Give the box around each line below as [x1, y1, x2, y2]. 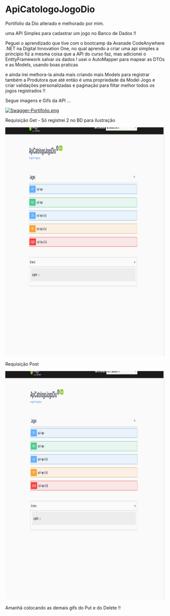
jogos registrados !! [5, 87, 46, 93]
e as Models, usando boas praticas [5, 61, 78, 68]
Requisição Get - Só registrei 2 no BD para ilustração [5, 117, 115, 123]
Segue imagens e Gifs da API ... [5, 98, 71, 104]
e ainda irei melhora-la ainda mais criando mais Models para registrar [5, 71, 150, 77]
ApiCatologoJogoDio [5, 4, 95, 15]
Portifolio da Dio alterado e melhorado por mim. [5, 20, 105, 26]
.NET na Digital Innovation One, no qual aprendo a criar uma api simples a [5, 45, 159, 51]
